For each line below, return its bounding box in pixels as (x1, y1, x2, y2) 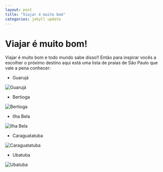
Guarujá (12, 75, 29, 81)
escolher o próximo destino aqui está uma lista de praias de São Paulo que (5, 60, 158, 66)
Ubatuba (12, 152, 31, 158)
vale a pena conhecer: (5, 65, 51, 71)
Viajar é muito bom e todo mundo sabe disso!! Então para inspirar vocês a (5, 54, 157, 60)
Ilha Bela (12, 113, 30, 120)
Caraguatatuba (12, 133, 43, 139)
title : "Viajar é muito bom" (5, 12, 66, 17)
